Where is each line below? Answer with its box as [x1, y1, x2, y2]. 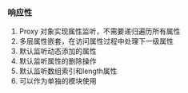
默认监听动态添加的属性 [18, 46, 97, 56]
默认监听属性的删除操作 [18, 56, 97, 66]
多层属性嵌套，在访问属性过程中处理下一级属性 [18, 37, 174, 46]
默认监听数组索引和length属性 [18, 66, 118, 76]
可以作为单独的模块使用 [18, 76, 97, 86]
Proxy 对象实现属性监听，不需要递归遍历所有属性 [18, 26, 181, 37]
